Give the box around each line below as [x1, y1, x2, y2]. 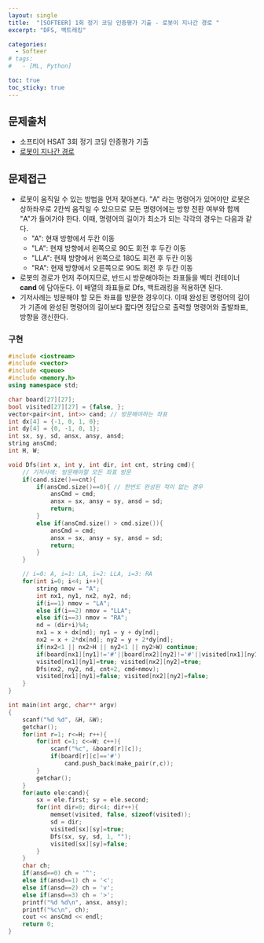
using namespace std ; [8, 382, 79, 390]
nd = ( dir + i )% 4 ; [36, 622, 90, 629]
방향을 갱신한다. [19, 312, 68, 322]
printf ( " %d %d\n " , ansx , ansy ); [22, 898, 128, 906]
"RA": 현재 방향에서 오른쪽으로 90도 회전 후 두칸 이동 [31, 263, 193, 273]
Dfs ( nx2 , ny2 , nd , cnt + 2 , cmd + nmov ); [36, 665, 159, 673]
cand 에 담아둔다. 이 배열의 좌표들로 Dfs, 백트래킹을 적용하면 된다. [19, 283, 223, 292]
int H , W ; [8, 447, 41, 455]
